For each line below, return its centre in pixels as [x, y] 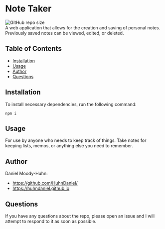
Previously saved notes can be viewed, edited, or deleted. [65, 33]
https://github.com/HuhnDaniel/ [45, 183]
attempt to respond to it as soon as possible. [51, 221]
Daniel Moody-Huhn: [27, 173]
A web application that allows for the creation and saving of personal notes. [83, 27]
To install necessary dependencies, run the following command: [71, 104]
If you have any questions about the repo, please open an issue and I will [80, 216]
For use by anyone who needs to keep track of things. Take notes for [76, 140]
